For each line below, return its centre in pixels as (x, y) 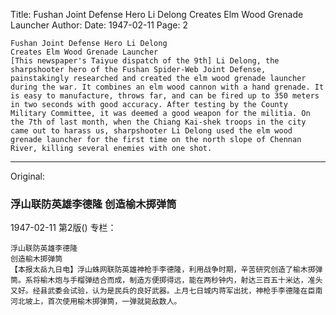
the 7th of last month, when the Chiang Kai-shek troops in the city (158, 122)
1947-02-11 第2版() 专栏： (63, 228)
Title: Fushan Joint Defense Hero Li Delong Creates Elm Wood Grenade (157, 14)
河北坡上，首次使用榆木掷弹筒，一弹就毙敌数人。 (96, 302)
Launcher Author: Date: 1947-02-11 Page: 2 (99, 25)
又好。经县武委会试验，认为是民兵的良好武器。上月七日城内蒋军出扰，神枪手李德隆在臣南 (166, 291)
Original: (28, 176)
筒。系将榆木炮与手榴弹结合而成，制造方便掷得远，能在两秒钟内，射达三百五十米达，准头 (166, 280)
